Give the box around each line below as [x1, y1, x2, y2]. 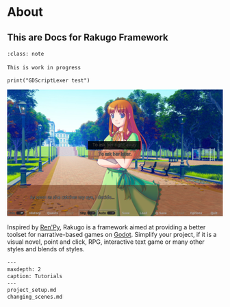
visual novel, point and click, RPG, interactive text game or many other [7, 238, 205, 246]
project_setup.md [7, 286, 57, 294]
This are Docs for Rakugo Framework [7, 32, 169, 43]
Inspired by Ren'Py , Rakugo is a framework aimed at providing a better [7, 223, 206, 231]
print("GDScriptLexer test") [7, 77, 90, 84]
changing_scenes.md [7, 293, 63, 301]
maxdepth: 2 [7, 266, 41, 273]
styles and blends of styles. [7, 245, 85, 253]
